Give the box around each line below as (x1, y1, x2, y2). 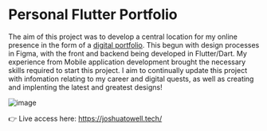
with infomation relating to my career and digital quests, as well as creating (8, 74, 254, 83)
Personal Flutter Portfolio (8, 6, 178, 24)
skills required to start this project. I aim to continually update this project (8, 65, 248, 75)
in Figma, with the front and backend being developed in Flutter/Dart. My (8, 48, 247, 58)
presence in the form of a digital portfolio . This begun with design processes (8, 40, 260, 49)
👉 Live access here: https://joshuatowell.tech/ (8, 114, 163, 123)
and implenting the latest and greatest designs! (8, 82, 163, 92)
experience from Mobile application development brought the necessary (8, 57, 246, 67)
